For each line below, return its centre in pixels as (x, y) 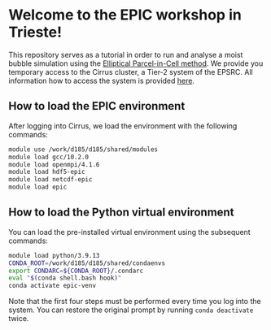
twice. (19, 319)
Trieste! (35, 32)
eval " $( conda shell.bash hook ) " (65, 278)
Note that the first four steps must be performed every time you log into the (135, 302)
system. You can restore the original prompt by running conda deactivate (131, 310)
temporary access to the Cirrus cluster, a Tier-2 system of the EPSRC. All (131, 72)
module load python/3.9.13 (54, 255)
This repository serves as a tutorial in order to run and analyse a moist (126, 54)
